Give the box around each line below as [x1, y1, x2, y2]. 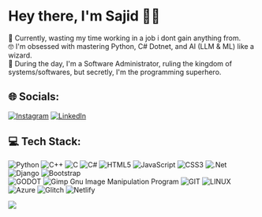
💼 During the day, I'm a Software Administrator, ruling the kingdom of [8, 58, 233, 68]
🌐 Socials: [8, 90, 60, 103]
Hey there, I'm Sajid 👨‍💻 [8, 7, 160, 25]
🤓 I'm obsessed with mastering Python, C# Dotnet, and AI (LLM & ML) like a [8, 41, 255, 51]
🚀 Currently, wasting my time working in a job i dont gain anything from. [8, 33, 241, 43]
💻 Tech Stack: [8, 135, 81, 148]
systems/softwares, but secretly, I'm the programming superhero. [8, 67, 222, 77]
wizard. [8, 51, 33, 60]
